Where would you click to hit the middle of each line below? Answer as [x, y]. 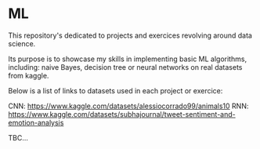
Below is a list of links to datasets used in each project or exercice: [116, 90]
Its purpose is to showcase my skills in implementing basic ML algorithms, [128, 59]
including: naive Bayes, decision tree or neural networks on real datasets [125, 67]
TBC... [18, 137]
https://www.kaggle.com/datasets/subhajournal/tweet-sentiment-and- [122, 114]
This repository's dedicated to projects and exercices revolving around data [130, 35]
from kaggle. [29, 75]
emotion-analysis [36, 122]
